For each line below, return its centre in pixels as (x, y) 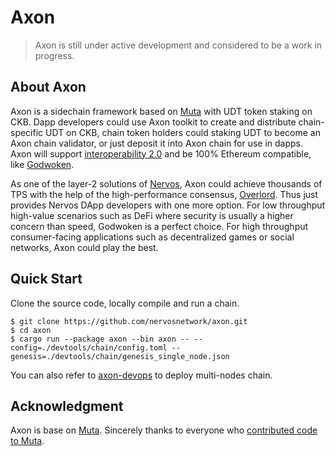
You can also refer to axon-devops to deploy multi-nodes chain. (141, 375)
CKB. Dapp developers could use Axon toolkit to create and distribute (153, 122)
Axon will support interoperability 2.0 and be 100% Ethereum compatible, (161, 153)
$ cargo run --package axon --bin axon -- (100, 339)
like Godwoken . (42, 164)
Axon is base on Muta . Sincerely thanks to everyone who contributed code (164, 430)
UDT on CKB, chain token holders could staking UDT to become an (183, 132)
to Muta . (27, 441)
